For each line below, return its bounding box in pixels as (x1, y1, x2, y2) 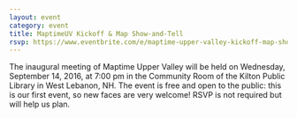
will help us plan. (9, 99, 71, 110)
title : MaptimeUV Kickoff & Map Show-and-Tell (9, 29, 184, 38)
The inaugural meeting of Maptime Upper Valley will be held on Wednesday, (9, 62, 286, 72)
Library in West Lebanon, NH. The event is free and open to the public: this (9, 80, 282, 91)
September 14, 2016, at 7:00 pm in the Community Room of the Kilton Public (9, 71, 286, 82)
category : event (9, 21, 69, 30)
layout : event (9, 12, 62, 22)
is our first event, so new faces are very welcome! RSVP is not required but (9, 90, 283, 100)
